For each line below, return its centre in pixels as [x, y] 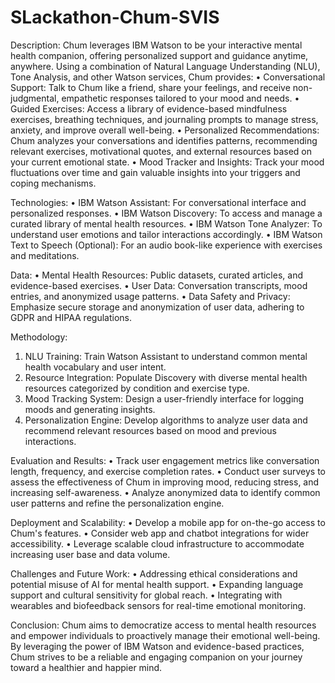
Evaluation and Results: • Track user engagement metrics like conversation [165, 460]
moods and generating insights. [90, 409]
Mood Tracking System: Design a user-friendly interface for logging [164, 398]
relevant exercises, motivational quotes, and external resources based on [161, 151]
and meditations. [45, 255]
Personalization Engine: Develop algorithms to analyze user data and [166, 420]
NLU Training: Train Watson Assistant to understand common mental [166, 356]
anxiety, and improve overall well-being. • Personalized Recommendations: [165, 130]
